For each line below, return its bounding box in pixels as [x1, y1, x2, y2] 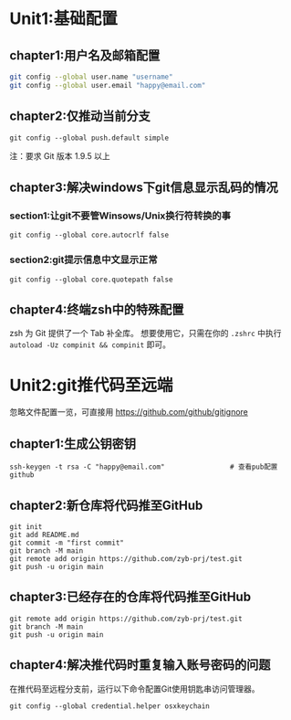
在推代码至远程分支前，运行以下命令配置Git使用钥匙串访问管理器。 [9, 683, 260, 694]
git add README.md [9, 530, 79, 539]
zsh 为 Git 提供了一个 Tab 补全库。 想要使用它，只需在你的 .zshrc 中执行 [9, 328, 282, 339]
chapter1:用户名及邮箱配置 [9, 48, 161, 63]
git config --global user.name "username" [9, 72, 173, 81]
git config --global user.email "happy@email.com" [9, 80, 206, 90]
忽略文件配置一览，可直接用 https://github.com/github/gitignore [9, 407, 249, 418]
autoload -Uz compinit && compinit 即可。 [9, 339, 171, 350]
